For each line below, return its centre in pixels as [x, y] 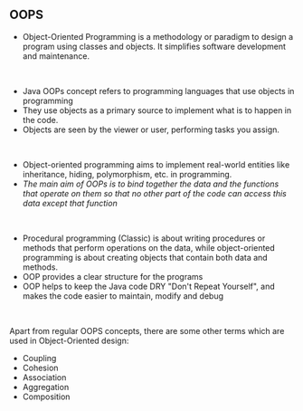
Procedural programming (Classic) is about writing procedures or [144, 238]
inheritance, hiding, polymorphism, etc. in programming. [127, 174]
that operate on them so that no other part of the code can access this [155, 193]
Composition [46, 397]
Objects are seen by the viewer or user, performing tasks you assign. [151, 129]
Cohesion [40, 368]
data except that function [70, 203]
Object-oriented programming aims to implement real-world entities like [156, 164]
